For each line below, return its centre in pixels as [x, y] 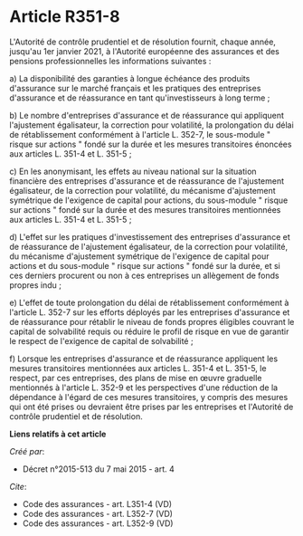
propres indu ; [35, 285]
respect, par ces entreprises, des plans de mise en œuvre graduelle [136, 378]
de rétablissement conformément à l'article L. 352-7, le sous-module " [140, 134]
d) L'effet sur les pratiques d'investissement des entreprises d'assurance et [150, 236]
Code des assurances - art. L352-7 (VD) [98, 513]
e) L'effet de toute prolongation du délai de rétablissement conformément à [149, 302]
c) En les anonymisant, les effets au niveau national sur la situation [133, 171]
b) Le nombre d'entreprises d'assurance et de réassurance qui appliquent [147, 115]
